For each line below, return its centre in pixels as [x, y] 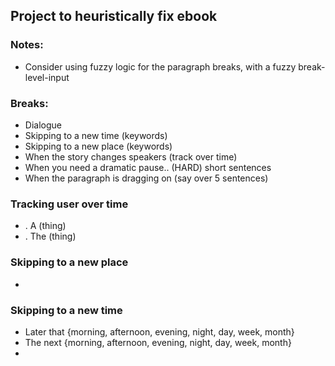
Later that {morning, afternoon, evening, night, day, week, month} [159, 331]
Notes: [27, 45]
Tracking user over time [69, 204]
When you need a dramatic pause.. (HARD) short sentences [148, 167]
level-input [47, 77]
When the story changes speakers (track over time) [131, 156]
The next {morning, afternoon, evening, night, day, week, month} [158, 342]
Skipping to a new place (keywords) [98, 146]
